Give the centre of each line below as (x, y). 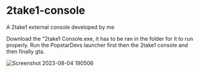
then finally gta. (26, 51)
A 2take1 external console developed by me (60, 27)
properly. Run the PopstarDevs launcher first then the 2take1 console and (97, 45)
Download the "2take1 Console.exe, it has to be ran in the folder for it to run (100, 38)
